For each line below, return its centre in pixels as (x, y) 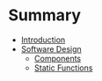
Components (57, 58)
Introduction (43, 40)
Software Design (51, 48)
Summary (44, 15)
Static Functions (63, 68)
